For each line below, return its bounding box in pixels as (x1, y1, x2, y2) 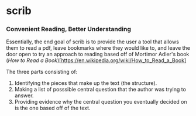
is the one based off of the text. (14, 104, 91, 112)
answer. (14, 92, 34, 99)
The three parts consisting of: (6, 69, 78, 76)
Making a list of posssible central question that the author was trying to (14, 86, 186, 93)
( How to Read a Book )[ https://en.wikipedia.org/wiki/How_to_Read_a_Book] (6, 57, 187, 64)
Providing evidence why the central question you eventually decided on (14, 98, 187, 105)
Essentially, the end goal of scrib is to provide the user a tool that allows (6, 38, 180, 45)
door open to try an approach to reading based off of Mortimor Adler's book (6, 51, 190, 58)
